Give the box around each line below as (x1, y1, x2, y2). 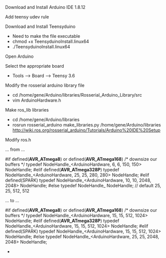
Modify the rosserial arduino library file (5, 82, 84, 88)
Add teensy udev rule (5, 14, 49, 19)
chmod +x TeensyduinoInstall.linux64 (12, 38, 89, 44)
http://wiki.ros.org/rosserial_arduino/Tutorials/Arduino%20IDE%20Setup (12, 127, 161, 133)
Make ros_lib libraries (5, 107, 49, 113)
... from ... (5, 146, 25, 152)
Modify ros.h (5, 137, 31, 142)
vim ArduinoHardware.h (12, 97, 61, 103)
